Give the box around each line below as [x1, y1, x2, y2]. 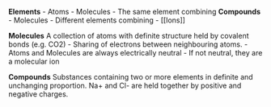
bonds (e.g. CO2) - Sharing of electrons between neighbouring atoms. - [8, 39, 248, 49]
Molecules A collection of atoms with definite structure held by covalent [8, 31, 249, 40]
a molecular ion [8, 56, 60, 66]
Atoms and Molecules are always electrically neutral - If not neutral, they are [8, 48, 263, 57]
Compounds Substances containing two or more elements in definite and [8, 72, 253, 81]
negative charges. [8, 89, 69, 99]
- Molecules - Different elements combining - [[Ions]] [8, 15, 186, 25]
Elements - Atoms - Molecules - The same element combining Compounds [8, 7, 261, 16]
